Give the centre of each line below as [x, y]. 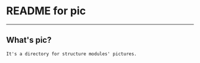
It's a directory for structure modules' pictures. [71, 54]
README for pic [46, 11]
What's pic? [29, 40]
